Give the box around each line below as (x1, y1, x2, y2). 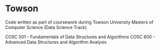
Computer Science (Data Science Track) (5, 24, 87, 30)
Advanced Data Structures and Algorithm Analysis (5, 39, 107, 45)
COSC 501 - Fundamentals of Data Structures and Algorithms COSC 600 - (5, 34, 156, 40)
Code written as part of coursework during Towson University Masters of (5, 19, 154, 25)
